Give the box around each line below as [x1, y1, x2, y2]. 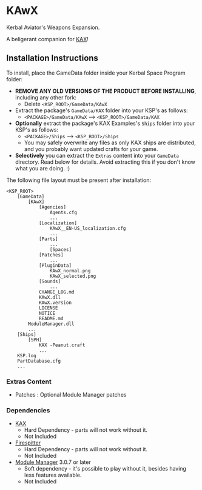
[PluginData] [38, 262, 72, 269]
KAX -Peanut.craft [38, 342, 86, 348]
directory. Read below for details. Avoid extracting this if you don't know [15, 158, 196, 166]
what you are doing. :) [15, 164, 70, 172]
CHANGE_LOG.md [38, 289, 75, 295]
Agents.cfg [49, 209, 78, 215]
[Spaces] [49, 246, 72, 252]
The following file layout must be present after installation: [6, 176, 152, 184]
